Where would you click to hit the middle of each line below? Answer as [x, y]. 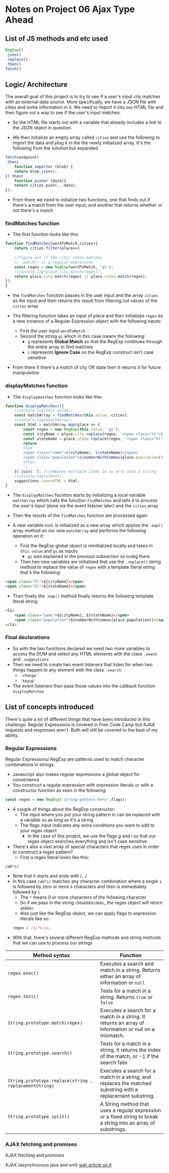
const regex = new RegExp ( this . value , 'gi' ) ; [72, 429]
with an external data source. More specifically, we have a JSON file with [81, 102]
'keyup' [28, 681]
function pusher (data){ [40, 181]
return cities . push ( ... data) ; [46, 185]
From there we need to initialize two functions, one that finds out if [81, 200]
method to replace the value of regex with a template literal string [87, 567]
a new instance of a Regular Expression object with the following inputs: [87, 321]
